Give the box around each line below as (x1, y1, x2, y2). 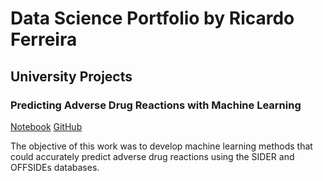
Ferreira (10, 28, 78, 51)
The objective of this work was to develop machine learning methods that (10, 140, 313, 152)
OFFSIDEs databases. (10, 161, 100, 173)
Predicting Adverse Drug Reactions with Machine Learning (10, 98, 302, 112)
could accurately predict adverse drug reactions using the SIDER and (10, 150, 295, 162)
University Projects (10, 68, 133, 85)
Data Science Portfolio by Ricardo (10, 7, 295, 30)
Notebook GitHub (10, 120, 83, 132)
